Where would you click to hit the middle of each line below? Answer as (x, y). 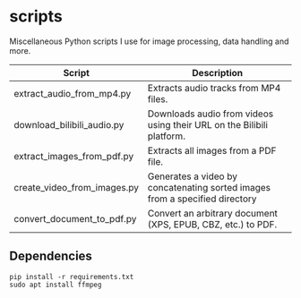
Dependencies (51, 256)
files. (158, 98)
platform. (167, 136)
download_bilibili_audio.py (69, 124)
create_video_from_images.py (77, 187)
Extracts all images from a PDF (212, 150)
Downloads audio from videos (211, 114)
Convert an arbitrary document (212, 213)
